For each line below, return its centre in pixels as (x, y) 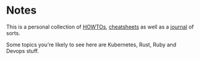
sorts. (13, 33)
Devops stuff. (23, 50)
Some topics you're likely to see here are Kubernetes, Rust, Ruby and (91, 45)
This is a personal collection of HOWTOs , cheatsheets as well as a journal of (100, 27)
